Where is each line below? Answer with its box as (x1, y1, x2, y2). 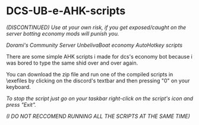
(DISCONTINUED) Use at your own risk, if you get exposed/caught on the (6, 24, 187, 31)
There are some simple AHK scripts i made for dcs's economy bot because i (6, 53, 193, 60)
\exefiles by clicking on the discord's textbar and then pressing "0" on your (6, 77, 190, 84)
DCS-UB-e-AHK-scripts (6, 4, 126, 18)
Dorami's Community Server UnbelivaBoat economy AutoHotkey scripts (6, 41, 183, 49)
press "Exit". (6, 101, 37, 108)
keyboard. (6, 83, 31, 90)
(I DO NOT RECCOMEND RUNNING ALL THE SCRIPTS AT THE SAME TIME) (6, 113, 190, 120)
